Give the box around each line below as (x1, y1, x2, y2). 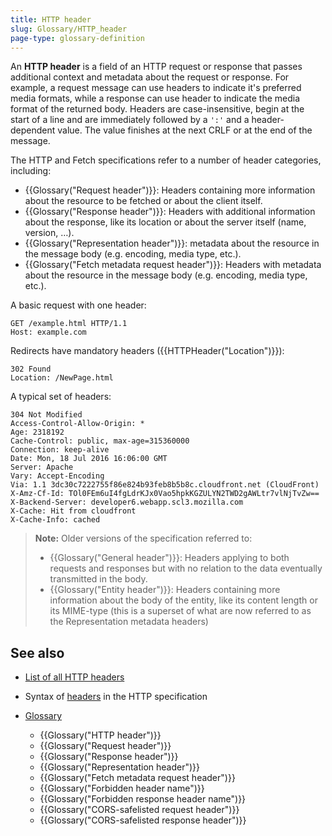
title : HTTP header (10, 14, 92, 25)
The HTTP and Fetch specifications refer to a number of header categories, (10, 154, 322, 166)
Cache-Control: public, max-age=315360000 (10, 436, 190, 446)
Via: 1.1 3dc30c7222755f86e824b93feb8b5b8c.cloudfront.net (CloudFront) (10, 480, 320, 490)
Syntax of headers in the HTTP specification (24, 691, 208, 703)
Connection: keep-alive (10, 445, 110, 455)
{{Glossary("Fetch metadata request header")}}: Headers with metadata (24, 259, 322, 271)
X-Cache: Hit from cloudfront (10, 506, 137, 516)
